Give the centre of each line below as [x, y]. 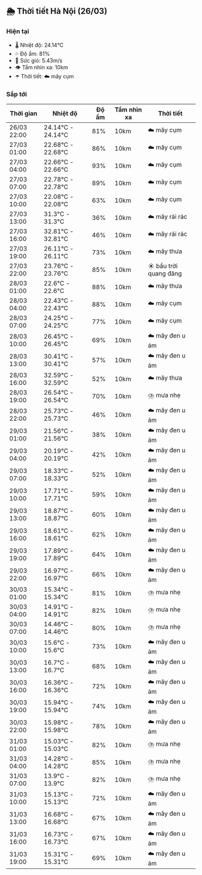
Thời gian [24, 113]
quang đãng [165, 273]
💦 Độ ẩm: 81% [32, 54]
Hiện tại [18, 31]
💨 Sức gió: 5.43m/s [39, 60]
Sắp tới [17, 94]
